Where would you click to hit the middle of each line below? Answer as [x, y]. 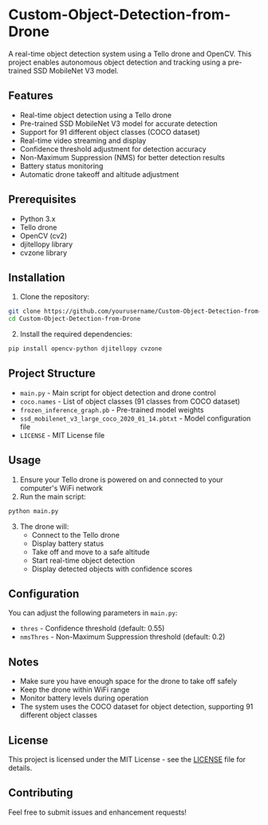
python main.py [33, 511]
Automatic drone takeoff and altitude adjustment [99, 174]
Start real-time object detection [83, 560]
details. [20, 768]
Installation [37, 277]
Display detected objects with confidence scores [112, 569]
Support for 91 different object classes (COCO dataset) [110, 132]
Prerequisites [42, 200]
